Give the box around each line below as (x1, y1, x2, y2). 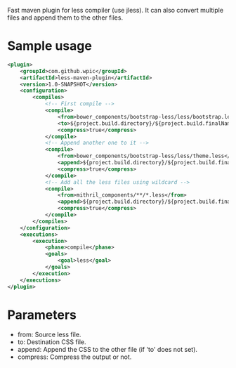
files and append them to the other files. (7, 13, 124, 22)
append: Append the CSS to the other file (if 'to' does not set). (17, 345, 198, 353)
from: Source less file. (17, 330, 81, 339)
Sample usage (7, 38, 93, 54)
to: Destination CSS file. (17, 337, 86, 346)
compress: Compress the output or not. (17, 353, 132, 361)
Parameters (7, 307, 77, 322)
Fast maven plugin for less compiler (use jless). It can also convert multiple (7, 6, 223, 14)
